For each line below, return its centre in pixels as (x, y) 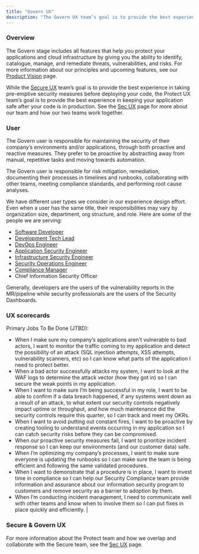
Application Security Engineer (51, 251)
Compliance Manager (41, 270)
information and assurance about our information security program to (99, 485)
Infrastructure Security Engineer (54, 257)
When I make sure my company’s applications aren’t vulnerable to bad (100, 340)
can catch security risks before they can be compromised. (86, 434)
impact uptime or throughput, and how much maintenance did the (95, 409)
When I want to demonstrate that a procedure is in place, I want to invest (103, 472)
